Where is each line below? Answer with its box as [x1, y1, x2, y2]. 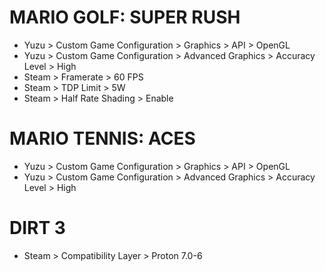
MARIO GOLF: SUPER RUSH [9, 6, 241, 29]
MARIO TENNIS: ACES [9, 127, 196, 150]
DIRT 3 [9, 217, 66, 240]
